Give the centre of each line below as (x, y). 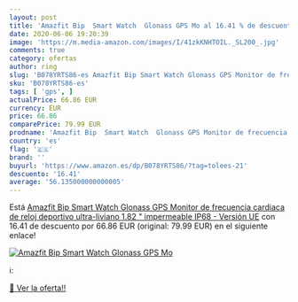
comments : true (37, 50)
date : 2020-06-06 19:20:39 (59, 34)
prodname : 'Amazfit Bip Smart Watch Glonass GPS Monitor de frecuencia (149, 133)
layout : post (33, 17)
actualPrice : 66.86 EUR (53, 100)
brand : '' (27, 157)
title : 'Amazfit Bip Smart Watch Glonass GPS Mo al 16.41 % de (132, 26)
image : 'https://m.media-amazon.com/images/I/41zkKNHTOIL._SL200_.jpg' (144, 42)
